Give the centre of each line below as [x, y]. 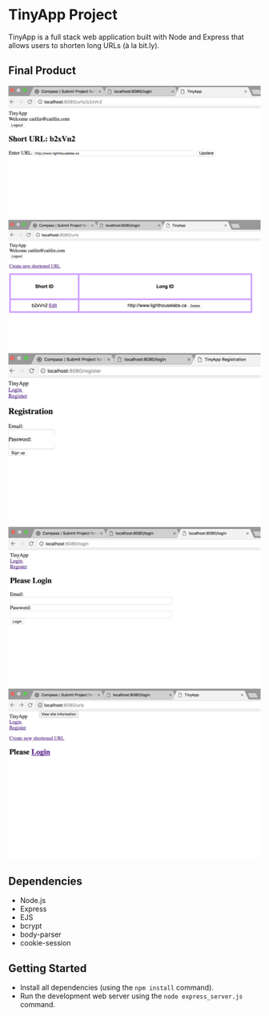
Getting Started [48, 968]
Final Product [42, 71]
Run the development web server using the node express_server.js [131, 996]
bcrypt [31, 926]
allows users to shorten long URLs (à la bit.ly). [84, 45]
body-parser [40, 934]
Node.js [33, 901]
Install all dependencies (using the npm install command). [117, 988]
